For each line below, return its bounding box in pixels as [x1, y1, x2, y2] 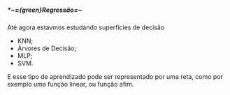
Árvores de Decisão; [17, 44, 77, 52]
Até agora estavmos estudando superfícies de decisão [7, 23, 165, 31]
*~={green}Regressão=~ [7, 6, 82, 14]
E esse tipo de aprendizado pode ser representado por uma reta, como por [7, 72, 224, 80]
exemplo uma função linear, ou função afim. [7, 80, 134, 88]
